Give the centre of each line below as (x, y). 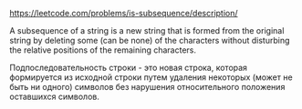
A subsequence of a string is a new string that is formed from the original (147, 30)
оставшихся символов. (55, 96)
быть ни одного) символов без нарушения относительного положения (147, 87)
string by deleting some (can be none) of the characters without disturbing (150, 40)
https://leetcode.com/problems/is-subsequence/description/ (124, 13)
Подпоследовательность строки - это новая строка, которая (129, 68)
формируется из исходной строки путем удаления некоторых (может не (151, 77)
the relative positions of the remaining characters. (103, 50)
